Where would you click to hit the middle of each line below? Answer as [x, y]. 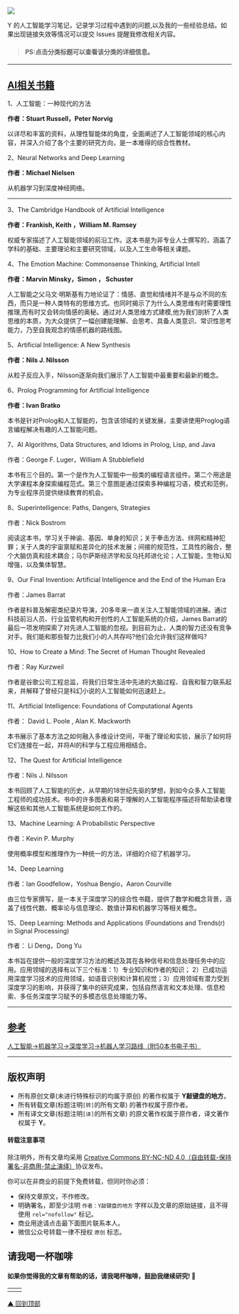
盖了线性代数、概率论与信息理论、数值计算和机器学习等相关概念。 [104, 908]
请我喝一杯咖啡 [40, 1257]
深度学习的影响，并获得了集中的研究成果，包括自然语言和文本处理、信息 [113, 987]
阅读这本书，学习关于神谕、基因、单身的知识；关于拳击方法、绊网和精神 [113, 538]
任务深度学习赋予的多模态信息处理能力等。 [88, 997]
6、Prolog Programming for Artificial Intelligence [78, 391]
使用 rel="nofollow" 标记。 [57, 1214]
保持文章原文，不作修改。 [55, 1196]
